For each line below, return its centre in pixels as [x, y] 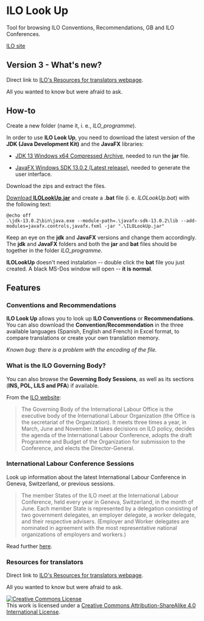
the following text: [29, 204]
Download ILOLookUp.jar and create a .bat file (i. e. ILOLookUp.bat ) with [98, 198]
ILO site [16, 46]
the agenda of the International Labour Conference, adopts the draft [107, 435]
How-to [21, 111]
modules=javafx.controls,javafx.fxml [54, 226]
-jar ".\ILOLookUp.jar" [135, 226]
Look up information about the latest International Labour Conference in [96, 477]
